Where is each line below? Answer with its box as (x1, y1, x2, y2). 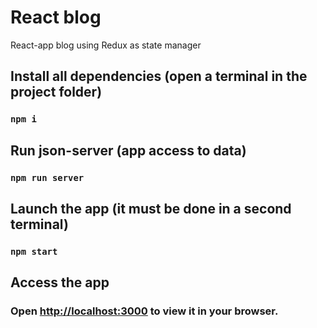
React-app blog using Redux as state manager (10, 39, 202, 51)
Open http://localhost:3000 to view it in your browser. (10, 304, 279, 318)
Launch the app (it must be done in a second (10, 200, 292, 217)
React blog (10, 6, 102, 29)
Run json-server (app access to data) (10, 142, 247, 159)
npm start (10, 246, 58, 257)
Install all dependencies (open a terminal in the (10, 68, 308, 85)
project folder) (10, 84, 103, 101)
